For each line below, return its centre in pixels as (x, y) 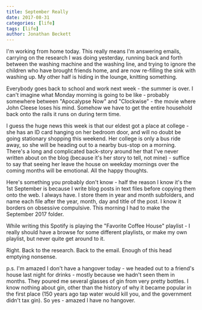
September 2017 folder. (35, 214)
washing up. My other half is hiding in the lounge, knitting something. (92, 77)
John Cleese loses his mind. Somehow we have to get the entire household (99, 108)
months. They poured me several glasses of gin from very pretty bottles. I (97, 281)
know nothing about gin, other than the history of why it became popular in (99, 288)
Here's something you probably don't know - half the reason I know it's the (99, 182)
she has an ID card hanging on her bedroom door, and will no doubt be (94, 132)
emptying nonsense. (32, 257)
